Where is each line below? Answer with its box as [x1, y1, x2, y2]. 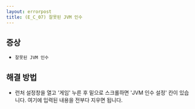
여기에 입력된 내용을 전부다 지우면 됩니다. [27, 97, 123, 104]
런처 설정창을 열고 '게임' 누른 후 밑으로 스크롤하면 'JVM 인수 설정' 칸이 [14, 89, 178, 97]
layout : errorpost [6, 8, 52, 15]
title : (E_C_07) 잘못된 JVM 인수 [6, 14, 83, 20]
